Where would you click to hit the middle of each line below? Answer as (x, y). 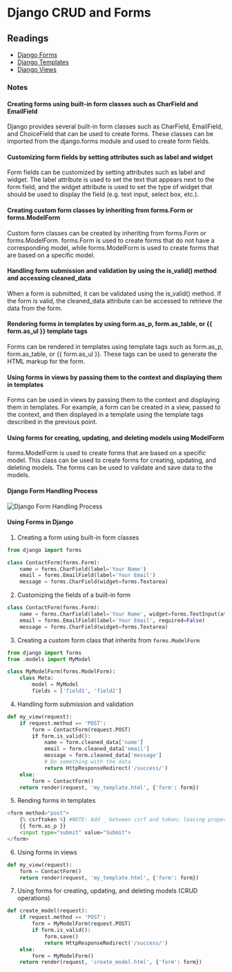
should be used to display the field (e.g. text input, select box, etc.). (103, 194)
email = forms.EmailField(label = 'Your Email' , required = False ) (113, 620)
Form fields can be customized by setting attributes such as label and (106, 172)
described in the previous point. (52, 422)
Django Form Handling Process (52, 490)
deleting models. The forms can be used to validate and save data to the (110, 468)
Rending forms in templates (56, 801)
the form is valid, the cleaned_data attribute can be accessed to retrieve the (115, 301)
